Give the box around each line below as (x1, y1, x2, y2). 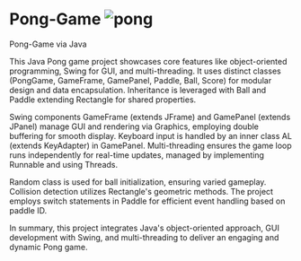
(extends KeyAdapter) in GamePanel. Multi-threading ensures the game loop (9, 140, 292, 151)
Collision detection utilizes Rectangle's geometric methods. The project (9, 186, 274, 196)
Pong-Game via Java (9, 39, 87, 49)
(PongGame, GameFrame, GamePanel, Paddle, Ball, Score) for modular (9, 74, 272, 85)
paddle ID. (9, 204, 48, 215)
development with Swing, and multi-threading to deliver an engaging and (9, 231, 279, 242)
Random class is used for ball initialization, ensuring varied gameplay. (9, 176, 267, 187)
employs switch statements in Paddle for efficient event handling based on (9, 196, 286, 206)
